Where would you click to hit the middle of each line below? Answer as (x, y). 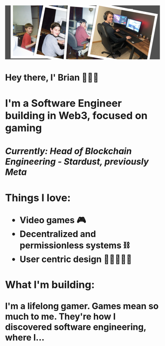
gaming (24, 128)
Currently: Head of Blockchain (69, 151)
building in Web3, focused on (76, 115)
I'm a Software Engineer (63, 103)
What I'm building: (50, 285)
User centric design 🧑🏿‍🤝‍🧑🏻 (76, 259)
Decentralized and (58, 234)
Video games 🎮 (53, 220)
